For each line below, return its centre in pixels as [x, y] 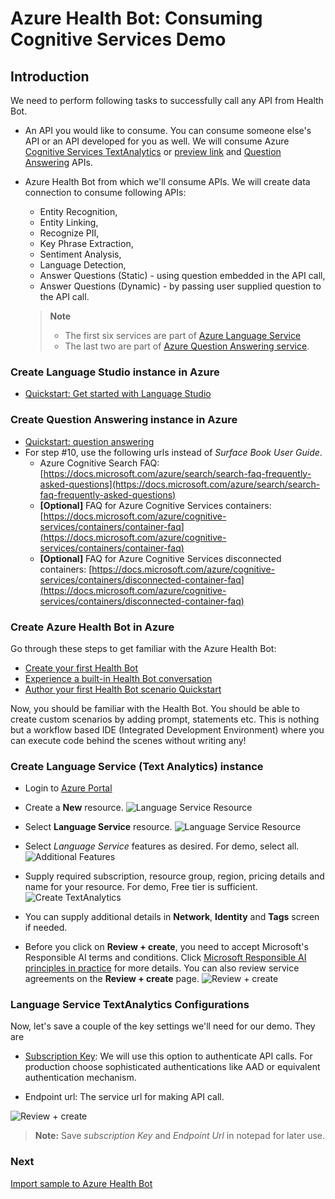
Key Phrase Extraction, [86, 243]
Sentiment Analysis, [80, 254]
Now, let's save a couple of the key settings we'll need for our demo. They [163, 1026]
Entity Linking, [69, 222]
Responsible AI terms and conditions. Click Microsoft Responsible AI [165, 958]
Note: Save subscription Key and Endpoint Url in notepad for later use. [180, 1136]
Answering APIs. [58, 162]
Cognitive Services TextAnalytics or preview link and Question [153, 151]
